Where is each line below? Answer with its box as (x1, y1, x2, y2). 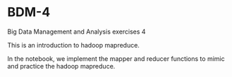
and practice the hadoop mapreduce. (7, 62, 116, 70)
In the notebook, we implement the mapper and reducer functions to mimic (7, 54, 225, 63)
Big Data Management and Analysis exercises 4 (7, 27, 146, 36)
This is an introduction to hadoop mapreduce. (7, 41, 140, 49)
